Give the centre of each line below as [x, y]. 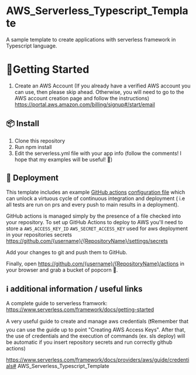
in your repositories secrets [39, 234]
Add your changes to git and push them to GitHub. [67, 252]
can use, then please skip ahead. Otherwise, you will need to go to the [99, 92]
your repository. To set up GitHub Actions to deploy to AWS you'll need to [94, 222]
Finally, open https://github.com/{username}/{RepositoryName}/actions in [95, 263]
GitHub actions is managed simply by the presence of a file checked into [94, 216]
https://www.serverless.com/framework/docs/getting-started [80, 310]
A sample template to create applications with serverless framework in [91, 39]
